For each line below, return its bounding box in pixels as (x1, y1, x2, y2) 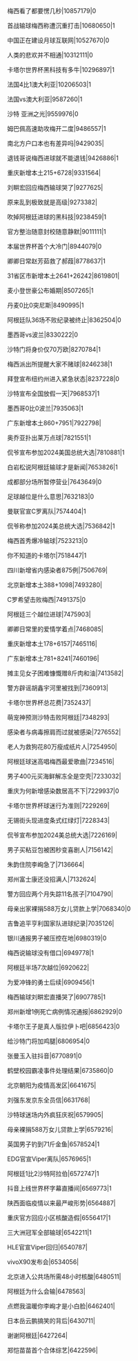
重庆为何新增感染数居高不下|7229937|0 (7, 787, 119, 795)
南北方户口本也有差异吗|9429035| (7, 139, 105, 148)
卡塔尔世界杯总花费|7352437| (7, 699, 91, 706)
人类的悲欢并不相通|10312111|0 (7, 51, 93, 59)
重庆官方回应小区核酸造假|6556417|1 (7, 1213, 111, 1222)
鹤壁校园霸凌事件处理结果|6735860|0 (7, 1067, 114, 1074)
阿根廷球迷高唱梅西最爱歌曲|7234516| (7, 758, 115, 765)
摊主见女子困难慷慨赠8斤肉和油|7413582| (7, 669, 124, 677)
